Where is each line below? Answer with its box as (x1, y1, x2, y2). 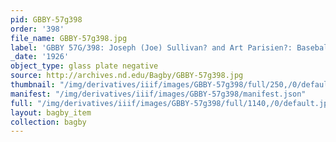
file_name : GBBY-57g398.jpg (10, 33, 128, 43)
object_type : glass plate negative (10, 61, 159, 71)
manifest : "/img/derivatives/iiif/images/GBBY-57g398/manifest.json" (10, 89, 307, 99)
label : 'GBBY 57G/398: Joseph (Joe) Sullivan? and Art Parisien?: (10, 42, 293, 53)
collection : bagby (10, 117, 87, 127)
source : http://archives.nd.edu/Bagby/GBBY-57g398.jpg (10, 71, 244, 81)
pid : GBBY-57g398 (10, 14, 83, 25)
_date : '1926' (10, 52, 70, 62)
